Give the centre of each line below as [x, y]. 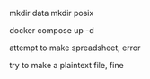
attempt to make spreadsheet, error [75, 48]
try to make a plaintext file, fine [66, 65]
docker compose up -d [52, 30]
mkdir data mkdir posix [52, 13]
